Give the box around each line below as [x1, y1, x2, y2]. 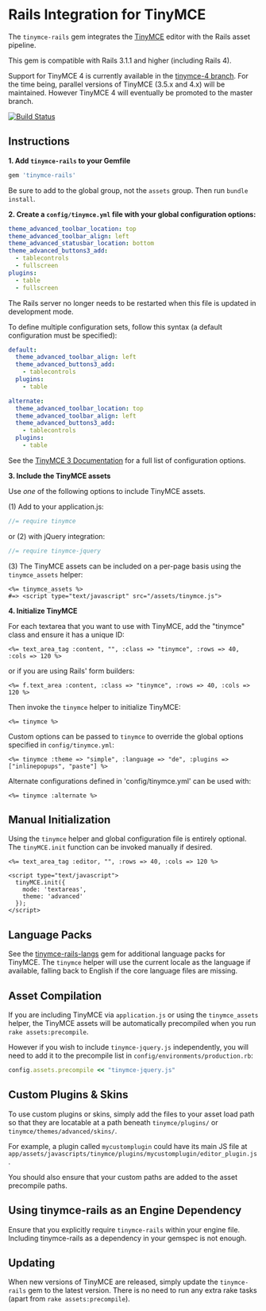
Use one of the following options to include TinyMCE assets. [8, 486, 206, 495]
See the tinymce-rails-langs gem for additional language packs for [8, 949, 226, 958]
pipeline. [8, 40, 37, 49]
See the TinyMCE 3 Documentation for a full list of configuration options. [8, 455, 246, 465]
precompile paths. [8, 1181, 67, 1190]
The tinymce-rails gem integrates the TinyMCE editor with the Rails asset [8, 32, 250, 41]
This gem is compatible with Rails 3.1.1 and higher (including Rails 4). [8, 56, 232, 65]
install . [8, 194, 36, 203]
